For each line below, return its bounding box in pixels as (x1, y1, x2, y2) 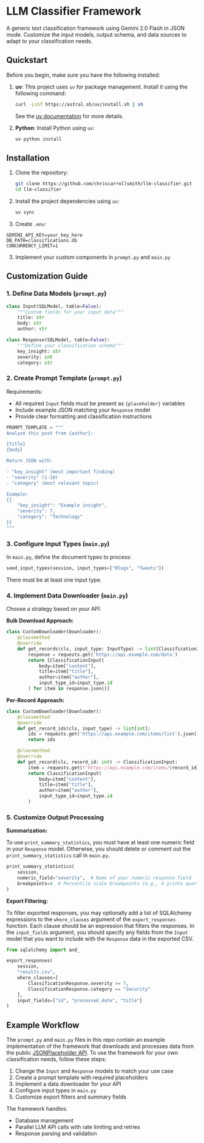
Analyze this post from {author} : (6, 430, 94, 436)
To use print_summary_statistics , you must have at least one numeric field (6, 839, 195, 846)
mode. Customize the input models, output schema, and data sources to (6, 30, 187, 38)
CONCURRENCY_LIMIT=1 (6, 243, 59, 249)
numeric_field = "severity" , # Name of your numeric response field (17, 875, 191, 881)
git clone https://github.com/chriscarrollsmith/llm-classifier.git (15, 181, 192, 187)
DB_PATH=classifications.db (6, 237, 78, 243)
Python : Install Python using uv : (15, 124, 95, 132)
